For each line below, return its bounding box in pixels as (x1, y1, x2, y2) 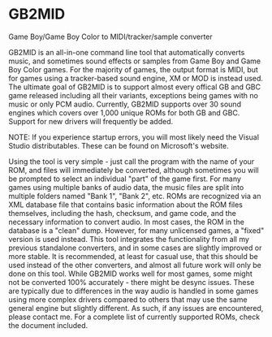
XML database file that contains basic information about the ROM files (8, 200, 244, 210)
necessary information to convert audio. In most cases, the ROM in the (8, 217, 245, 227)
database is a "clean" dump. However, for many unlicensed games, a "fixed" (8, 225, 265, 235)
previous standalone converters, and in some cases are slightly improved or (8, 243, 262, 253)
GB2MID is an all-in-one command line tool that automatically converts (8, 47, 245, 57)
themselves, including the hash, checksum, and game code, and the (8, 208, 237, 218)
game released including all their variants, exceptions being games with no (8, 90, 258, 100)
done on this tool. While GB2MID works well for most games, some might (8, 269, 253, 279)
